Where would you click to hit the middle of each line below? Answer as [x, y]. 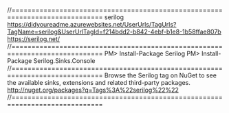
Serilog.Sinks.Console [64, 61]
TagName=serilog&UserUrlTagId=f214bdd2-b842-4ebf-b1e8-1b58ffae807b [114, 32]
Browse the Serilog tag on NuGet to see [160, 75]
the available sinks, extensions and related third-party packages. [99, 83]
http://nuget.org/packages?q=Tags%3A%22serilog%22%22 [93, 90]
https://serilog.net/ [34, 39]
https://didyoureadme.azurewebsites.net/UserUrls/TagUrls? [92, 24]
